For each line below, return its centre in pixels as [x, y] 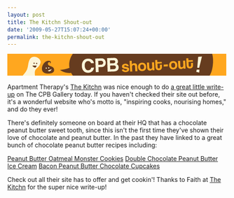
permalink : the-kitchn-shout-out [56, 37]
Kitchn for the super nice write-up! [57, 187]
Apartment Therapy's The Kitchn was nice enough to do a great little [106, 87]
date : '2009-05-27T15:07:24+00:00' [59, 29]
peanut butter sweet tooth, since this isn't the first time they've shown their [116, 130]
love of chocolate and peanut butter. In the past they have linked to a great [115, 138]
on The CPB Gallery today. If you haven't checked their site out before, [118, 94]
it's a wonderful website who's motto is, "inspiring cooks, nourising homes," [117, 102]
